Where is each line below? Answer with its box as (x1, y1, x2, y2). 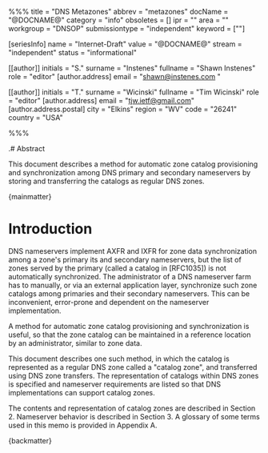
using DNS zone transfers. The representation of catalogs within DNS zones (8, 371, 259, 380)
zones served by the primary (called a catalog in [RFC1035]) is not (8, 263, 226, 273)
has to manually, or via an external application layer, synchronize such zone (8, 280, 258, 290)
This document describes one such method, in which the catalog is (8, 354, 230, 363)
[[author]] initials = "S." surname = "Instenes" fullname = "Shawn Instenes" (8, 63, 256, 73)
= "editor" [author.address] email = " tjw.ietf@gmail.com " (8, 96, 194, 105)
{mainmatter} (8, 192, 52, 201)
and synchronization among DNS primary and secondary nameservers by (8, 168, 251, 177)
